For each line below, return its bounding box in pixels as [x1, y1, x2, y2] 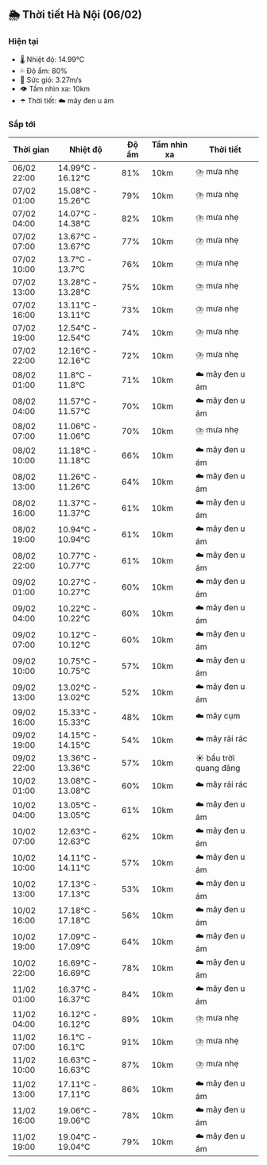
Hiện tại [8, 36, 39, 47]
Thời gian [13, 144, 50, 155]
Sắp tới [8, 118, 36, 130]
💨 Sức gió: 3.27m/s [19, 75, 82, 84]
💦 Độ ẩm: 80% [19, 66, 68, 75]
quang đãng [195, 762, 241, 773]
